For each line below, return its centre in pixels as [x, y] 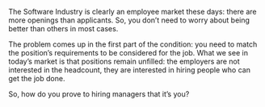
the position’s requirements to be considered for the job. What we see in [128, 53]
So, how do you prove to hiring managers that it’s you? [99, 94]
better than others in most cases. [63, 29]
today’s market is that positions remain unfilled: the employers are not [124, 61]
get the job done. [37, 78]
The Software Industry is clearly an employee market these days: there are [132, 12]
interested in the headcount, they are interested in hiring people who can [129, 70]
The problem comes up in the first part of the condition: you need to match [133, 44]
